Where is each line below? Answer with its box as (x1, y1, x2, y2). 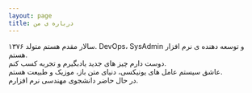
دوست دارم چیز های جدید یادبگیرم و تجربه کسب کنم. (8, 58, 167, 68)
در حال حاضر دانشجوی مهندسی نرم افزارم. (8, 75, 139, 85)
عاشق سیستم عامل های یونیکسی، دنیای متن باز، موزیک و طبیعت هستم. (8, 67, 223, 76)
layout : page (8, 11, 52, 20)
